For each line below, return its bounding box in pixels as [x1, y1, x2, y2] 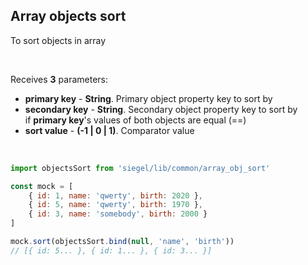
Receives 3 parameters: [10, 73, 109, 85]
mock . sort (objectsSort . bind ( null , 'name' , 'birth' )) [10, 237, 235, 247]
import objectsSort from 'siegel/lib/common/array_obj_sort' [10, 163, 271, 173]
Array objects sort [10, 8, 127, 25]
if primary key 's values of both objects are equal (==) [24, 114, 247, 126]
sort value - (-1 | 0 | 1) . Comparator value [24, 124, 195, 136]
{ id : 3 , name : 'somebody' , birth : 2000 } [28, 209, 208, 219]
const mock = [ [10, 181, 74, 191]
